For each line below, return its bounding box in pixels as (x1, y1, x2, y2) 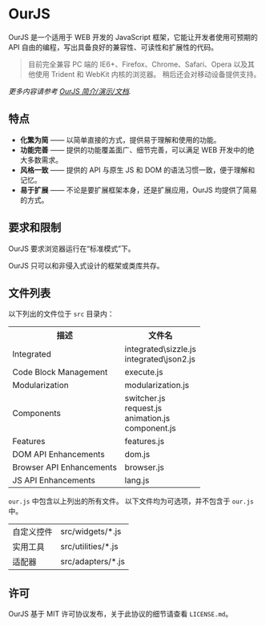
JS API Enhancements (12, 475, 96, 486)
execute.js (124, 366, 163, 378)
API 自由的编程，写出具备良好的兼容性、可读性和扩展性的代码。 (8, 42, 219, 52)
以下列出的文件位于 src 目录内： (8, 309, 115, 319)
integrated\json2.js (124, 353, 196, 365)
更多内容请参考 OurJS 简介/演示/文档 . (8, 86, 131, 96)
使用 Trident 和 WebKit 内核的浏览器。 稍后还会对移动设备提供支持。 (34, 69, 261, 79)
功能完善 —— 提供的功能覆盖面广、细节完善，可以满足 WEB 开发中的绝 (19, 145, 255, 155)
